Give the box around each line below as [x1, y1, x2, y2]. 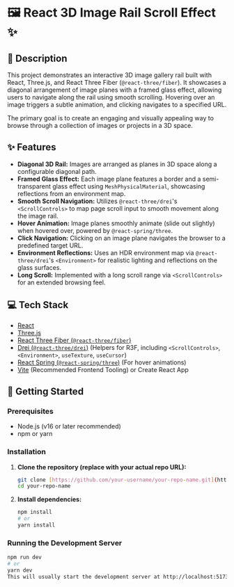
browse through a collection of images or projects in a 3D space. [7, 122, 194, 129]
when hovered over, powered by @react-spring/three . [17, 226, 173, 234]
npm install [17, 508, 52, 516]
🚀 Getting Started [7, 386, 84, 398]
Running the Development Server [7, 538, 123, 547]
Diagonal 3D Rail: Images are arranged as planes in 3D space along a [17, 160, 217, 168]
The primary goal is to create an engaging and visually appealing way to [7, 114, 214, 122]
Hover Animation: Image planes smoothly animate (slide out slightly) [17, 219, 215, 227]
